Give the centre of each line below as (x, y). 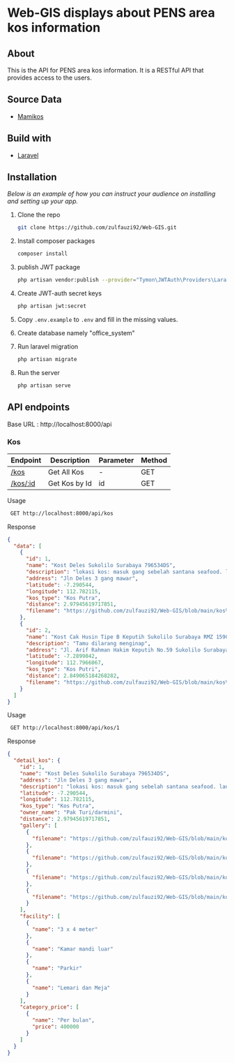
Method (154, 460)
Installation (32, 177)
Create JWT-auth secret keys (60, 293)
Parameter (116, 460)
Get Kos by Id (70, 483)
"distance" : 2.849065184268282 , (72, 676)
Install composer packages (56, 241)
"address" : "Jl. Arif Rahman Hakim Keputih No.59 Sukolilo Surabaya (127, 650)
